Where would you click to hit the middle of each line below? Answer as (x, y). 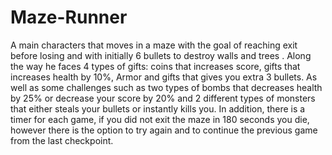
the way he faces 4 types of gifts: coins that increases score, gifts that (155, 66)
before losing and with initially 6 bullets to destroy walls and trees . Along (161, 55)
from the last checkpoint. (62, 140)
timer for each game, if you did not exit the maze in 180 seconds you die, (160, 119)
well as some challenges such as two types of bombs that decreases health (166, 87)
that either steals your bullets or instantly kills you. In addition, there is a (158, 108)
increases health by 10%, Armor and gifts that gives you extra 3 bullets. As (164, 77)
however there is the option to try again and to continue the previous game (164, 130)
